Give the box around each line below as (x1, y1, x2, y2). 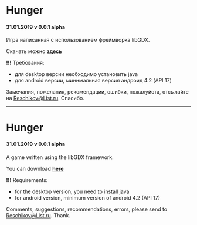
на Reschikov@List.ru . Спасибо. (6, 95, 85, 102)
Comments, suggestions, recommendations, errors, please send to (6, 206, 168, 213)
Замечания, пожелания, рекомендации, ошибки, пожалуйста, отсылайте (6, 88, 189, 95)
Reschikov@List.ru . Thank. (6, 211, 70, 219)
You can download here (6, 165, 64, 172)
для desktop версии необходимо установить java (14, 71, 138, 78)
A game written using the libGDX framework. (6, 154, 114, 161)
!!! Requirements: (6, 176, 48, 183)
